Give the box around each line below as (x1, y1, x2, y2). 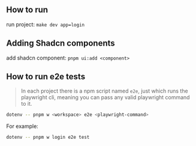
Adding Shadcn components (6, 38, 115, 49)
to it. (20, 100, 32, 108)
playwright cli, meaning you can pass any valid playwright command (20, 94, 190, 101)
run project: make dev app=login (6, 20, 85, 28)
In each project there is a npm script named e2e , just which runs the (20, 87, 188, 95)
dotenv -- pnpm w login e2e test (6, 135, 90, 141)
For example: (6, 123, 39, 130)
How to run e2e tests (6, 71, 86, 82)
